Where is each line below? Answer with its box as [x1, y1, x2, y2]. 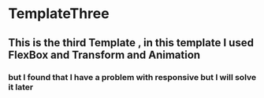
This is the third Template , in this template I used [8, 36, 255, 49]
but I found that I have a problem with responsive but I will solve [8, 71, 257, 82]
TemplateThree [8, 5, 110, 23]
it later [8, 82, 34, 93]
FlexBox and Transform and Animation [8, 48, 201, 61]
